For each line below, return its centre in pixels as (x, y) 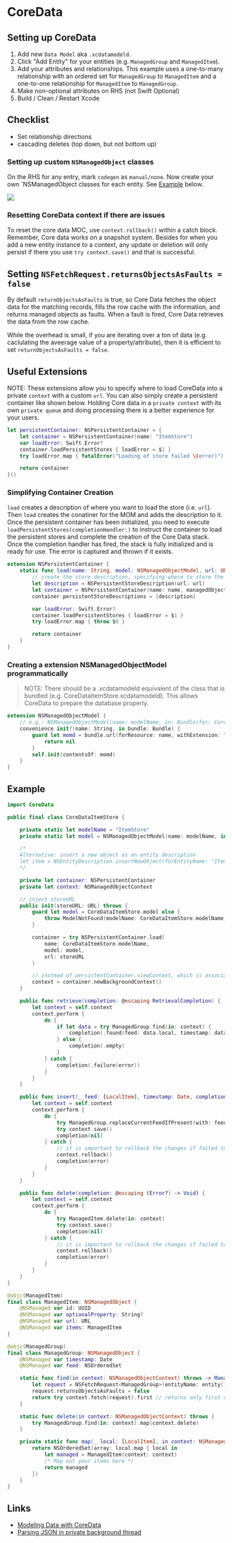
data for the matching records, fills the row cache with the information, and (114, 307)
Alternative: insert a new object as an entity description (108, 855)
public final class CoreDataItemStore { (66, 817)
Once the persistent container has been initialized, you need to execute (108, 522)
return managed (66, 1467)
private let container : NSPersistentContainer (88, 880)
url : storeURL (64, 957)
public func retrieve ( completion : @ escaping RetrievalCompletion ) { (120, 1001)
